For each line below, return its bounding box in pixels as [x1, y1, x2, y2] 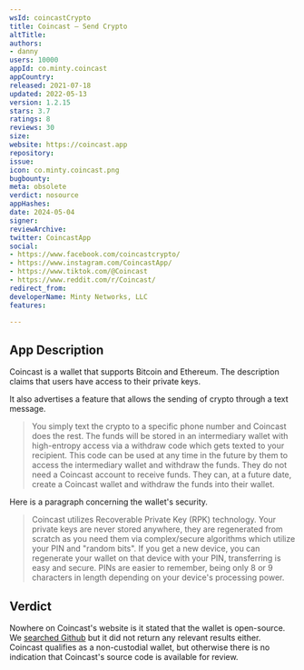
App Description [9, 342, 104, 357]
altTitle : [9, 30, 47, 39]
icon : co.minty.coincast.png [9, 165, 120, 175]
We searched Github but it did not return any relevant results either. [9, 633, 261, 643]
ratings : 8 [9, 115, 51, 124]
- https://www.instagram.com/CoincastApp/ [9, 258, 172, 268]
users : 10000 [9, 55, 59, 65]
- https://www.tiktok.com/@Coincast [9, 267, 148, 276]
